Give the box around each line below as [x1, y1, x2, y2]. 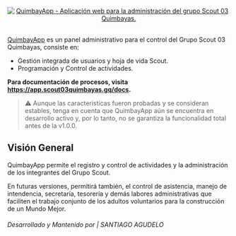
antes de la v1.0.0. [24, 122, 78, 130]
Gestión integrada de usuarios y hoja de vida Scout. [17, 57, 168, 65]
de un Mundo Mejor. [7, 204, 66, 213]
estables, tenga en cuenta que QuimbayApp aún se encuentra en [24, 107, 214, 114]
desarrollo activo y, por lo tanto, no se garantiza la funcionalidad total [24, 114, 227, 122]
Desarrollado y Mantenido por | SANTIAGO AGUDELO [7, 220, 164, 229]
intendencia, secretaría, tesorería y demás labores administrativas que [7, 189, 212, 198]
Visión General [7, 142, 74, 154]
